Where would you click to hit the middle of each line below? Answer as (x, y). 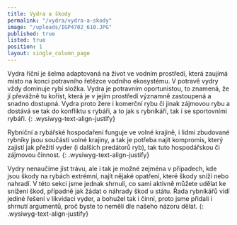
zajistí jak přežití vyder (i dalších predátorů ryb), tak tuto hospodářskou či (114, 147)
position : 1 (25, 47)
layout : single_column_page (49, 54)
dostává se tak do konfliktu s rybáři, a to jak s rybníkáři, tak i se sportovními (117, 111)
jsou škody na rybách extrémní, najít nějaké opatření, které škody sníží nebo (118, 176)
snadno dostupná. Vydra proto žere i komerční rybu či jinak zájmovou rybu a (118, 103)
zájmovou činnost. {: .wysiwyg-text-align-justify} (79, 155)
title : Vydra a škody (39, 14)
